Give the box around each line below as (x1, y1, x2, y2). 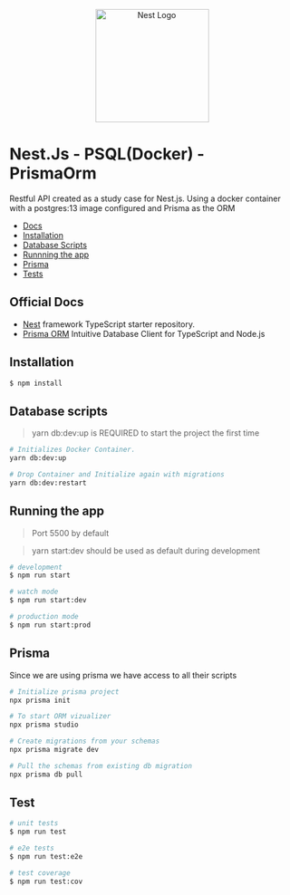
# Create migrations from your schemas (9, 736, 160, 746)
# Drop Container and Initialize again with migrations (9, 470, 225, 479)
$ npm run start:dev (9, 596, 88, 605)
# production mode (9, 612, 79, 621)
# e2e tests (9, 843, 54, 853)
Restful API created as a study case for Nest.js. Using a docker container (9, 193, 281, 204)
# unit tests (9, 819, 59, 828)
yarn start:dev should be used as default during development (31, 544, 261, 556)
